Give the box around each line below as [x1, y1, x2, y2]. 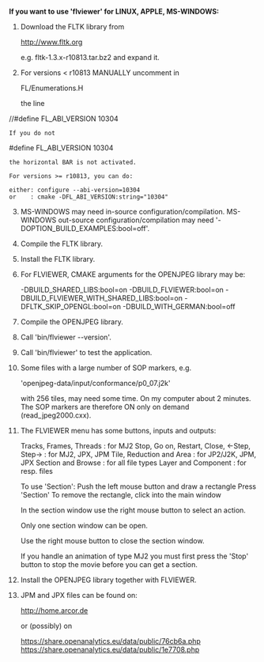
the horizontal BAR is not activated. [9, 158, 137, 166]
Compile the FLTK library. [20, 239, 104, 248]
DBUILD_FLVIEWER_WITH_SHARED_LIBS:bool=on [20, 293, 183, 303]
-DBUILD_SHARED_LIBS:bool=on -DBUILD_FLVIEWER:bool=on [20, 285, 224, 294]
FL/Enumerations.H [20, 83, 84, 93]
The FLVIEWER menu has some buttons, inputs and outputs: [20, 426, 217, 435]
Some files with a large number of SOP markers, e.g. [20, 363, 192, 373]
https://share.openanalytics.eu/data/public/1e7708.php [20, 645, 200, 654]
